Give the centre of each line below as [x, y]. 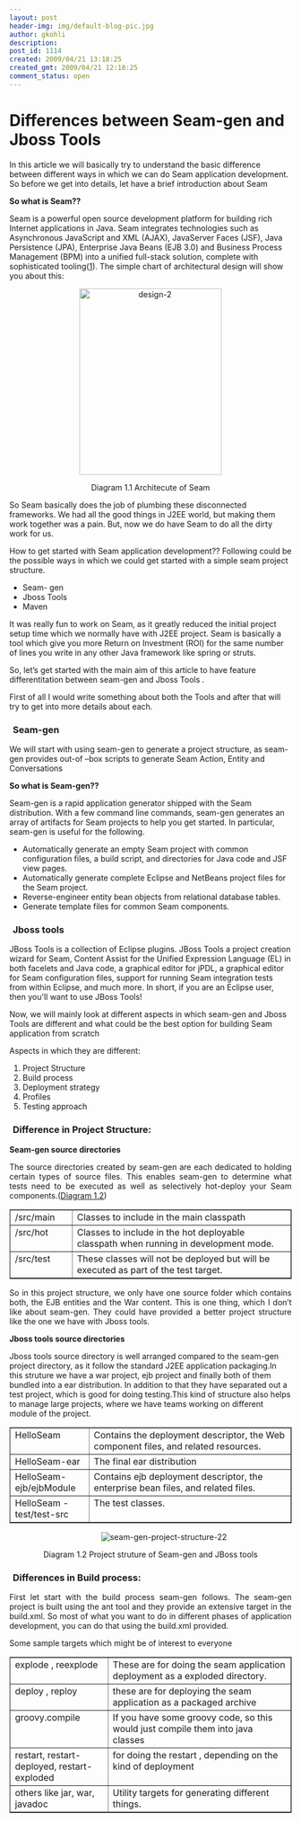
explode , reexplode [56, 1665]
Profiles [36, 1097]
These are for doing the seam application [199, 1665]
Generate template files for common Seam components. [126, 906]
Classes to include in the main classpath [161, 1216]
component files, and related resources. [177, 1446]
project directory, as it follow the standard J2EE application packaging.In [143, 1366]
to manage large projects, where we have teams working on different [137, 1403]
